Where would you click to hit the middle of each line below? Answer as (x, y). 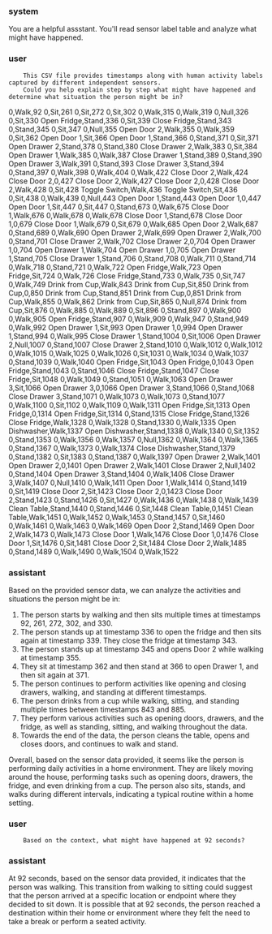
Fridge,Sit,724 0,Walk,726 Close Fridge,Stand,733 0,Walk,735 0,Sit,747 (127, 275)
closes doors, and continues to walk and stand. (99, 743)
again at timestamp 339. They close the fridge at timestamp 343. (129, 640)
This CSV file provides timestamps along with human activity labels (143, 75)
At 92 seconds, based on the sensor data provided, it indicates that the (127, 879)
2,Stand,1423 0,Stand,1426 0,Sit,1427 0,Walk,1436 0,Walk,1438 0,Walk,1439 (134, 500)
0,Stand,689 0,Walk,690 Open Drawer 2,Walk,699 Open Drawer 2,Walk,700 (135, 232)
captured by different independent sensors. (85, 83)
